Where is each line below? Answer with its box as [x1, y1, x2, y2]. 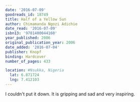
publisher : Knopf [5, 49, 42, 54]
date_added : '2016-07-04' [5, 45, 59, 50]
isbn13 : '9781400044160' [5, 31, 57, 36]
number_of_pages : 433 [5, 59, 51, 64]
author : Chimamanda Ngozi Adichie [5, 21, 78, 27]
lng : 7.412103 [10, 77, 39, 82]
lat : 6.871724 [10, 72, 39, 78]
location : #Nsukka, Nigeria [5, 68, 64, 73]
